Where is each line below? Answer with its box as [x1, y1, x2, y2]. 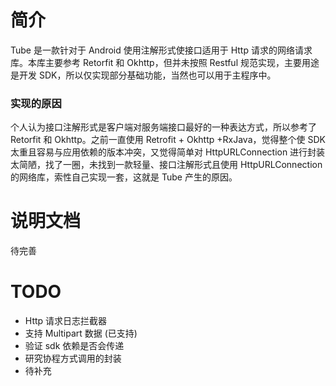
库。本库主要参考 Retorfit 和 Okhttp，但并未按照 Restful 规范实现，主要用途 [10, 56, 320, 68]
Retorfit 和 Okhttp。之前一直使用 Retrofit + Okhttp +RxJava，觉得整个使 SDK [10, 134, 326, 146]
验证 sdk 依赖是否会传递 [24, 340, 125, 352]
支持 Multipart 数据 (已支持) [24, 327, 138, 340]
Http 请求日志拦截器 [24, 315, 108, 327]
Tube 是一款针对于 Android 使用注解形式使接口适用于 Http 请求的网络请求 [10, 44, 313, 56]
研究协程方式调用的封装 [24, 352, 122, 365]
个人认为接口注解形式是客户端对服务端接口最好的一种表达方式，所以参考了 [10, 121, 317, 133]
